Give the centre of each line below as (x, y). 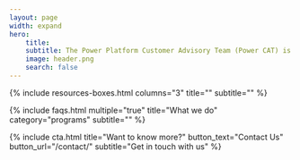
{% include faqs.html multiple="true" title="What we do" (114, 110)
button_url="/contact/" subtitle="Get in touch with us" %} (115, 146)
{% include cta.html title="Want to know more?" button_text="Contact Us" (146, 137)
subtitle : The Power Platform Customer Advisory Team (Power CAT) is (159, 51)
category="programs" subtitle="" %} (78, 119)
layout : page (34, 17)
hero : (19, 34)
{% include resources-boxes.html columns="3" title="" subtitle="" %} (138, 93)
